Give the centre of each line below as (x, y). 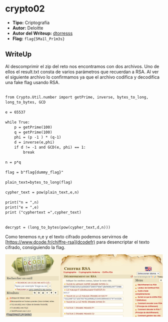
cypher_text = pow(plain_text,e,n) (42, 192)
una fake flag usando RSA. (32, 82)
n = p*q (13, 162)
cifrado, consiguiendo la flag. (35, 247)
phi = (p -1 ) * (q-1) (38, 137)
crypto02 (25, 9)
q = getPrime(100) (33, 132)
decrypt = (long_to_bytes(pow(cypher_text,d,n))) (58, 227)
